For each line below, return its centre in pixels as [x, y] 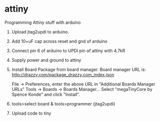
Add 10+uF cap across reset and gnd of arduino [59, 41]
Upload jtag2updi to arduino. [40, 32]
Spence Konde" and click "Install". [46, 94]
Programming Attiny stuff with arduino [43, 22]
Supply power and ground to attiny [46, 60]
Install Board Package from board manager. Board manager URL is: [79, 69]
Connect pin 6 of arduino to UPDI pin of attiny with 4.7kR [68, 51]
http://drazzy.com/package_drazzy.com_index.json [63, 74]
